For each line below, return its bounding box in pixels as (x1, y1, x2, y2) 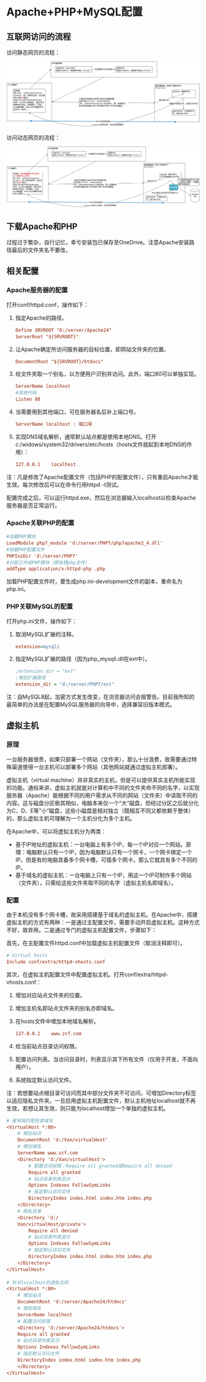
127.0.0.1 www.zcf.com (15, 1030, 82, 1036)
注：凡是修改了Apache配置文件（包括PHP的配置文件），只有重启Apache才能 (6, 473, 199, 481)
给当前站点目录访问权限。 (15, 1042, 80, 1049)
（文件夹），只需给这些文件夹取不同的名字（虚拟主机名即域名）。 (15, 879, 177, 886)
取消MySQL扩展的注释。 (15, 630, 77, 638)
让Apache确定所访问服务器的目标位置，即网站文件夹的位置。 (15, 345, 170, 353)
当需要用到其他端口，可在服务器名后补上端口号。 (15, 408, 139, 415)
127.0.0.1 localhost (15, 461, 77, 468)
